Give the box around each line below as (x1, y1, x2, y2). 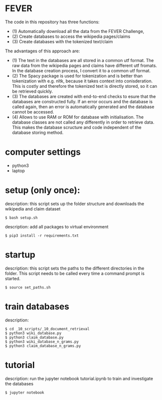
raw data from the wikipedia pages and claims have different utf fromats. (12, 63, 157, 68)
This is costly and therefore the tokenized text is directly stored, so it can (12, 83, 157, 89)
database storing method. (12, 129, 64, 135)
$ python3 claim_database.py (5, 335, 64, 340)
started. (5, 275, 21, 281)
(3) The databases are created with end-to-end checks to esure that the (12, 93, 156, 99)
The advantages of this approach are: (5, 48, 80, 54)
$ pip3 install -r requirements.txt (5, 233, 79, 238)
